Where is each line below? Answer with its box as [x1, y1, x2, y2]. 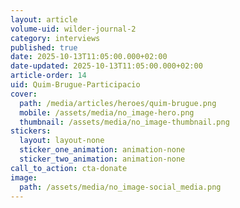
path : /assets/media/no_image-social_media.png [19, 182, 222, 192]
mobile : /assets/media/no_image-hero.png [19, 107, 195, 118]
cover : [10, 89, 38, 99]
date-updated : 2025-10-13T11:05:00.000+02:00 [10, 61, 203, 71]
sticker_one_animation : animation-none [19, 145, 186, 155]
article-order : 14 [10, 71, 87, 81]
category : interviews [10, 33, 101, 43]
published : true [10, 42, 78, 53]
